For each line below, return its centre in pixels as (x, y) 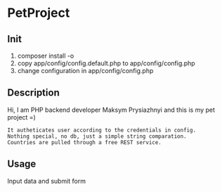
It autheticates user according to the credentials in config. (102, 130)
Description (33, 93)
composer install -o (46, 56)
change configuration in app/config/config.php (85, 71)
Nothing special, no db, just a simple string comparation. (97, 136)
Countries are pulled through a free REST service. (84, 142)
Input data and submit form (47, 181)
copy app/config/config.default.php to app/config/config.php (106, 63)
